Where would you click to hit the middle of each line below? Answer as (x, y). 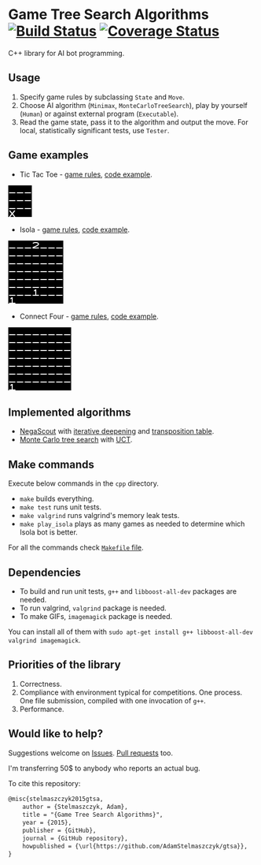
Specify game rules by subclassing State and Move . (102, 97)
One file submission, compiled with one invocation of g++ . (112, 700)
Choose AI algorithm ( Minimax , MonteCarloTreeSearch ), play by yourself (133, 105)
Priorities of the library (64, 665)
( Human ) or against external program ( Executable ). (99, 114)
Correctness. (40, 684)
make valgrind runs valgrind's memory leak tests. (99, 516)
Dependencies (44, 572)
